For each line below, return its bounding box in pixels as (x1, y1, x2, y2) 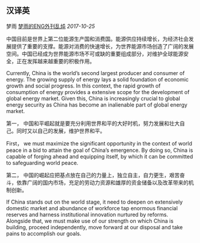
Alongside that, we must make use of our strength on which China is (6, 217, 174, 225)
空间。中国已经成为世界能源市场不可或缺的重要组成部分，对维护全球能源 (6, 50, 183, 57)
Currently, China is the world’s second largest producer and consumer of (6, 69, 185, 76)
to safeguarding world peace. (6, 159, 79, 166)
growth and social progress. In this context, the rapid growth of (6, 82, 161, 89)
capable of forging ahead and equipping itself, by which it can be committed (6, 152, 193, 160)
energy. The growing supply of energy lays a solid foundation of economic (6, 76, 189, 83)
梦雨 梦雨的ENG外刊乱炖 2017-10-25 (6, 23, 95, 30)
